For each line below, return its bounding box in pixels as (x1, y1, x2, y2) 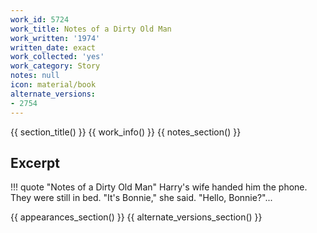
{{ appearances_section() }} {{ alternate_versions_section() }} (10, 211, 263, 223)
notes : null (10, 71, 60, 81)
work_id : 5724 (10, 14, 70, 25)
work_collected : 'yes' (10, 52, 105, 62)
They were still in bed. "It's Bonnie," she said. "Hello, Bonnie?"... (10, 192, 273, 204)
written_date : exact (10, 42, 97, 53)
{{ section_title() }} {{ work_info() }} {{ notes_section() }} (10, 126, 242, 138)
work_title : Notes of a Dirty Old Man (10, 24, 172, 34)
